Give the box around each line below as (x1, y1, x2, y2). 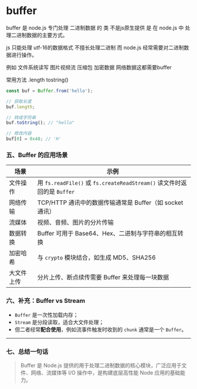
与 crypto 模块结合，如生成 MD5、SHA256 (37, 254, 157, 262)
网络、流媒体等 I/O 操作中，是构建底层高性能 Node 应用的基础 (30, 369, 181, 376)
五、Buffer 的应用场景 (6, 151, 68, 159)
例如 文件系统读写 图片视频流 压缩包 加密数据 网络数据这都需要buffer (6, 63, 172, 71)
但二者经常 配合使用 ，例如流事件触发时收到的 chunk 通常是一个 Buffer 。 (14, 326, 187, 333)
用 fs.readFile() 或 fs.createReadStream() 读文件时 (37, 179, 181, 187)
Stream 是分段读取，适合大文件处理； (14, 318, 104, 326)
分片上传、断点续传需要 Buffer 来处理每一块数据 (37, 274, 169, 282)
